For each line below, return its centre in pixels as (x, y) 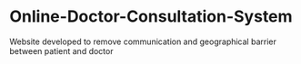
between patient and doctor (61, 50)
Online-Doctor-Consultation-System (151, 17)
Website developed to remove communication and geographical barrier (143, 41)
